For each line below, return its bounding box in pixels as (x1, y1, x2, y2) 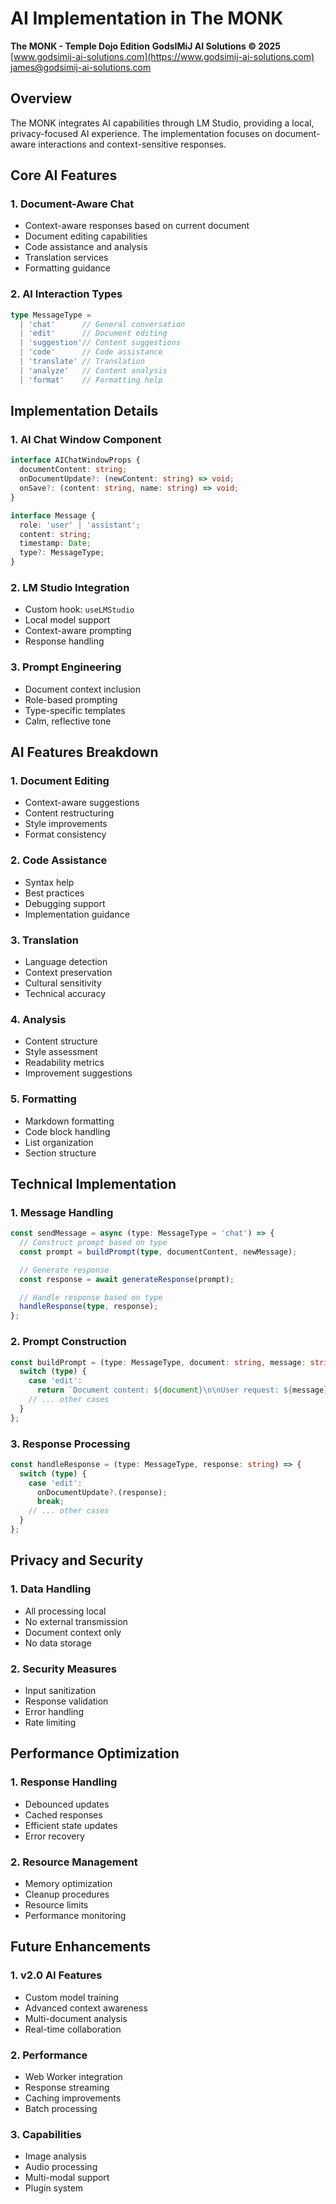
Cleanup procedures (24, 1888, 110, 1900)
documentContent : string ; (19, 465, 128, 475)
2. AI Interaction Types (10, 287, 123, 301)
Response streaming (24, 2081, 110, 2093)
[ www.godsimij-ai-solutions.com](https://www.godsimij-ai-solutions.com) (10, 50, 315, 62)
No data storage (24, 1637, 92, 1649)
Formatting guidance (24, 262, 111, 274)
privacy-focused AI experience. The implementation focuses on (10, 127, 273, 139)
